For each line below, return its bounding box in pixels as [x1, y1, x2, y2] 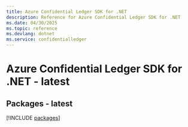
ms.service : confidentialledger [6, 36, 87, 42]
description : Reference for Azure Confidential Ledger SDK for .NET [6, 14, 181, 20]
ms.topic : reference [6, 25, 58, 32]
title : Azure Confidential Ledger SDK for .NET [6, 8, 128, 15]
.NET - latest [6, 75, 70, 88]
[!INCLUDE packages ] [6, 114, 60, 121]
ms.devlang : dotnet [6, 31, 55, 37]
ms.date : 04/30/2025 [6, 20, 58, 26]
